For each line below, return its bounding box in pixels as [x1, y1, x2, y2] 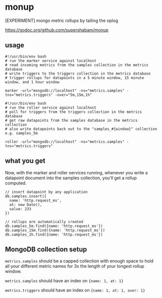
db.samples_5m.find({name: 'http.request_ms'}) [5, 223, 103, 228]
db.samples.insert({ [5, 194, 47, 199]
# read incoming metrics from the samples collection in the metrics [5, 62, 149, 67]
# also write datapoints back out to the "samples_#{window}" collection [5, 126, 158, 131]
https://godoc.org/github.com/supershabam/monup [5, 27, 109, 33]
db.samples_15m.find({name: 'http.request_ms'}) [5, 228, 105, 233]
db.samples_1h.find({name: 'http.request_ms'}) [5, 232, 103, 237]
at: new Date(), [9, 202, 42, 207]
